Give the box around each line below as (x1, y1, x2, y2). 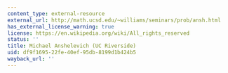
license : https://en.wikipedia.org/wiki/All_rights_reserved (7, 29, 190, 37)
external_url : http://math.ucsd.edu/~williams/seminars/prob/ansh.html (7, 17, 221, 24)
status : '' (7, 36, 39, 43)
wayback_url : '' (7, 56, 55, 63)
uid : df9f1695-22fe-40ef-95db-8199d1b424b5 (7, 49, 137, 56)
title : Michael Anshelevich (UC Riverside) (7, 42, 137, 49)
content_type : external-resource (7, 10, 105, 17)
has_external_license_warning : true (7, 23, 114, 30)
